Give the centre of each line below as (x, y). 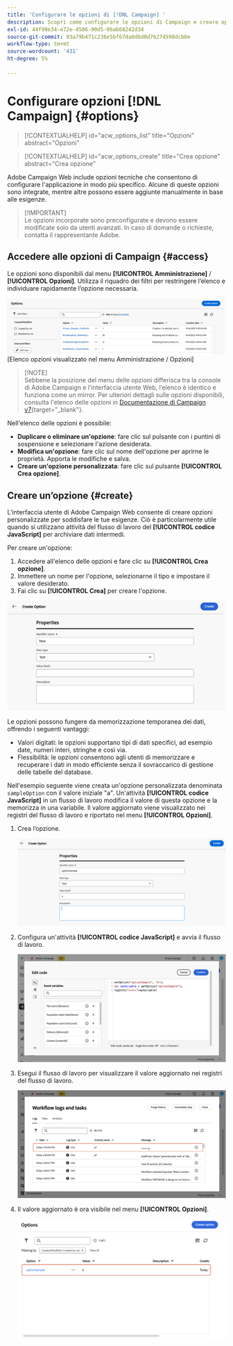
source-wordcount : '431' (43, 51)
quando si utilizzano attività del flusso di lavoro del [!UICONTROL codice (111, 527)
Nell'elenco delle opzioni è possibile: (60, 423)
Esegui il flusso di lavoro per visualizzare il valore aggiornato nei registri (120, 1073)
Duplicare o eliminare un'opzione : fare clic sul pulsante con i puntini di (119, 437)
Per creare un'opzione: (40, 548)
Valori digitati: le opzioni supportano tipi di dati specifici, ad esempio (115, 742)
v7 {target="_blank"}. (54, 410)
